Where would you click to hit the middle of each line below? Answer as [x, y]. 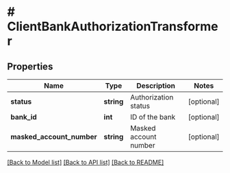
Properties [30, 66]
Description [156, 85]
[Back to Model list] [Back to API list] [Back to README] [86, 162]
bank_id [24, 117]
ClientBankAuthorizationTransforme [113, 26]
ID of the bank [153, 117]
